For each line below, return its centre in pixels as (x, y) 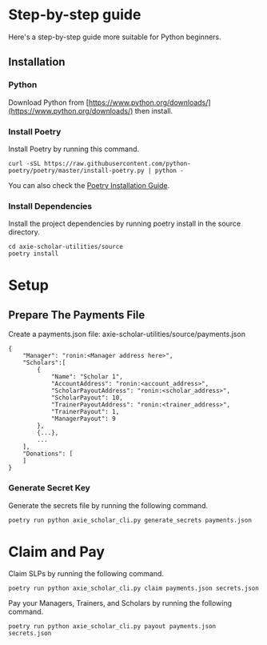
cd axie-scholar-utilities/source (66, 247)
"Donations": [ (48, 454)
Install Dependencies (50, 206)
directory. (24, 232)
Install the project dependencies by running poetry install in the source (125, 224)
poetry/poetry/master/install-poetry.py (77, 170)
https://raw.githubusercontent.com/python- (118, 163)
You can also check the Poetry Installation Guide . (89, 185)
